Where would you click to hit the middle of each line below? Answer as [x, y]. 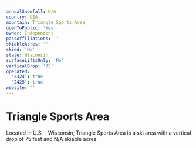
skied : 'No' [21, 50]
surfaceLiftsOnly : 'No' [35, 60]
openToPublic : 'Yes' [31, 28]
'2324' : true [27, 77]
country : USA [22, 17]
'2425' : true [27, 82]
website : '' [21, 88]
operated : [18, 71]
